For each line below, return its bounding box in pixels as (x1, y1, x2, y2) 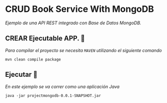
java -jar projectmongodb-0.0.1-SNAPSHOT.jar (5, 93, 101, 98)
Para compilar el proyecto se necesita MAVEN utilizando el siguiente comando (5, 47, 162, 53)
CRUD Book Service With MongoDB (5, 3, 154, 15)
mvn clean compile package (5, 57, 61, 62)
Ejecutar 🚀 (5, 70, 38, 79)
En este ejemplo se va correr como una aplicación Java (5, 83, 120, 90)
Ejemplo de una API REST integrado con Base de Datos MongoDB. (5, 20, 142, 26)
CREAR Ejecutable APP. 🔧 (5, 34, 85, 43)
